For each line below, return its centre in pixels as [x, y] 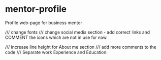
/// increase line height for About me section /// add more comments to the [81, 47]
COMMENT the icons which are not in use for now [56, 37]
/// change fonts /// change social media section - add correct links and [78, 32]
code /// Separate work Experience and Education [56, 52]
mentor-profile [36, 9]
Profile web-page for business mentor [44, 23]
